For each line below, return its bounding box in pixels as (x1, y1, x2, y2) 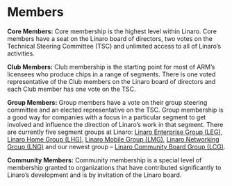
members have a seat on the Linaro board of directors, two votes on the (7, 34, 213, 42)
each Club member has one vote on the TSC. (7, 85, 137, 93)
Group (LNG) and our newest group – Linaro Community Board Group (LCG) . (7, 142, 226, 151)
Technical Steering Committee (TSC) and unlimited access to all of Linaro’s (7, 42, 221, 50)
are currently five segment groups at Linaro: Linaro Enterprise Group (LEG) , (7, 128, 223, 136)
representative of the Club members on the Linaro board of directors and (7, 77, 216, 85)
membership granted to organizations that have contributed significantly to (7, 163, 222, 171)
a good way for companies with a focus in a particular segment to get (7, 112, 206, 121)
